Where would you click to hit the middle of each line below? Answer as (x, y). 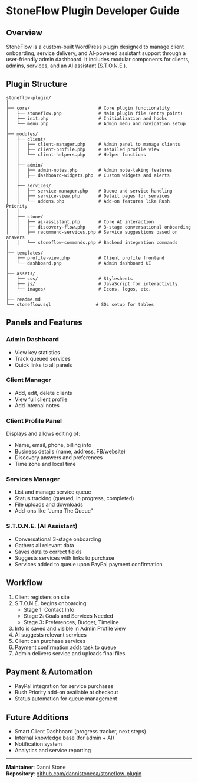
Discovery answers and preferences (59, 458)
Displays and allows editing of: (43, 434)
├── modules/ (22, 134)
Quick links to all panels (43, 365)
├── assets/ (21, 273)
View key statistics (37, 352)
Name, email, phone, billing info (53, 445)
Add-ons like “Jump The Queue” (54, 511)
